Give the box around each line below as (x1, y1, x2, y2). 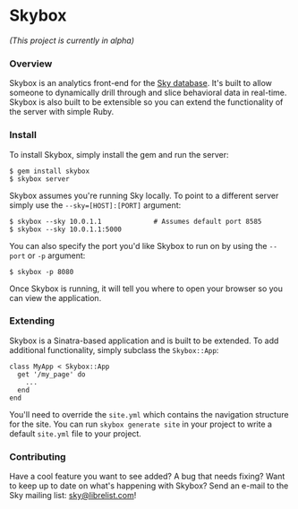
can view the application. (9, 292, 102, 303)
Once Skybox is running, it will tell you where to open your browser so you (9, 283, 284, 294)
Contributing (9, 450, 66, 462)
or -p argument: (27, 250, 86, 261)
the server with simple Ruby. (9, 107, 115, 117)
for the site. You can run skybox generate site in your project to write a (9, 418, 273, 429)
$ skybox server (9, 174, 70, 184)
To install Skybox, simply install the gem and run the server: (9, 149, 229, 160)
